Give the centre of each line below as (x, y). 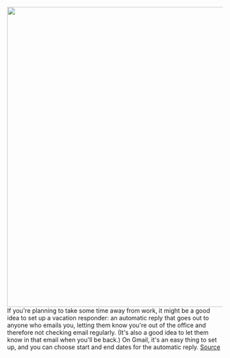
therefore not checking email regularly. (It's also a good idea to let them (108, 332)
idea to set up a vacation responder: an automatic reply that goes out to (108, 318)
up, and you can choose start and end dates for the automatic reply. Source (114, 347)
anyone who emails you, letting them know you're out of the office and (107, 325)
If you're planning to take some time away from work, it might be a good (108, 311)
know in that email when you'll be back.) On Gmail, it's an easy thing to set (112, 340)
